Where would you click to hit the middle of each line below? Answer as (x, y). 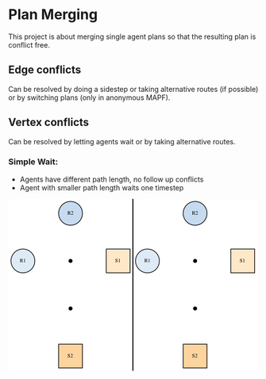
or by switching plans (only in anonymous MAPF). (89, 98)
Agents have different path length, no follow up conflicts (112, 179)
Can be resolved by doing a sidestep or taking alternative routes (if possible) (133, 89)
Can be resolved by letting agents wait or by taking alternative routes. (122, 141)
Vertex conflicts (49, 123)
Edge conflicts (45, 70)
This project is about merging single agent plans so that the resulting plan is (132, 36)
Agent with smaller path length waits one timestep (102, 187)
